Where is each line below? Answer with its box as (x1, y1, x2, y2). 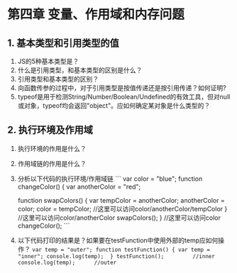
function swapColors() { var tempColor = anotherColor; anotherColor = (17, 196, 225, 204)
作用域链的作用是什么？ (17, 159, 87, 167)
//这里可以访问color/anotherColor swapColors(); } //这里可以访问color (17, 213, 221, 222)
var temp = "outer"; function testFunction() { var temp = (31, 246, 211, 253)
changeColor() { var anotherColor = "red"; (17, 182, 141, 191)
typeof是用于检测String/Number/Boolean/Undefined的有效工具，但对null (17, 93, 231, 101)
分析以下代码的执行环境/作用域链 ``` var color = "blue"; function (17, 174, 203, 183)
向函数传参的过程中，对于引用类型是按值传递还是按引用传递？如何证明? (17, 84, 226, 92)
